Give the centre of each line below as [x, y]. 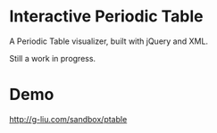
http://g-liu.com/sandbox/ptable [68, 119]
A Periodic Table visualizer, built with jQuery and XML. [108, 41]
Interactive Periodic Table [106, 17]
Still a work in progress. [53, 58]
